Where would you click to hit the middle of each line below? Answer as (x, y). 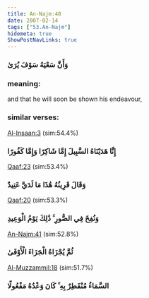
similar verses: (33, 117)
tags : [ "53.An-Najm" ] (39, 27)
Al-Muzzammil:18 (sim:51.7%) (50, 267)
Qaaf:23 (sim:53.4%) (38, 166)
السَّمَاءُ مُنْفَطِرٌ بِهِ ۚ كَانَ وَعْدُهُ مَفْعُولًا (58, 285)
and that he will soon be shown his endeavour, (75, 99)
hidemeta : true (30, 34)
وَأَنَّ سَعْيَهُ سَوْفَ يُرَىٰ (38, 65)
